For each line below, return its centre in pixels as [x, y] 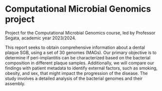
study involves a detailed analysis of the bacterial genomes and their [74, 78]
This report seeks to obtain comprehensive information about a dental [75, 47]
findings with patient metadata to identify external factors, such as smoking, [81, 68]
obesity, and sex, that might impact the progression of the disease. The [76, 73]
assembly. [15, 83]
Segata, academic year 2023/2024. [41, 38]
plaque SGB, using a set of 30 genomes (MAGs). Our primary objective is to [81, 53]
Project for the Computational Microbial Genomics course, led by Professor [80, 33]
